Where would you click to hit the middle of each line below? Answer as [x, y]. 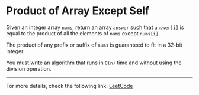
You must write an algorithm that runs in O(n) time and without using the [94, 63]
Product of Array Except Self [78, 11]
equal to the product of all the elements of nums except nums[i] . [83, 33]
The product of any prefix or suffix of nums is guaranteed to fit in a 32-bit [94, 45]
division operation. [29, 68]
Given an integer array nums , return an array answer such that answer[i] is [95, 27]
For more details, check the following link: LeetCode [70, 86]
